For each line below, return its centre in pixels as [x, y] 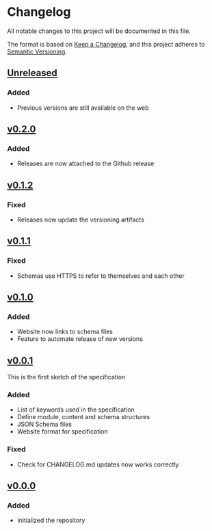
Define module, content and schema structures [83, 417]
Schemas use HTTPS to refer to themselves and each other [101, 276]
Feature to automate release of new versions [80, 339]
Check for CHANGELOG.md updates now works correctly [98, 464]
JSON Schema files [44, 424]
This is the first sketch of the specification [66, 377]
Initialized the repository [51, 520]
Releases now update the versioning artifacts [81, 220]
